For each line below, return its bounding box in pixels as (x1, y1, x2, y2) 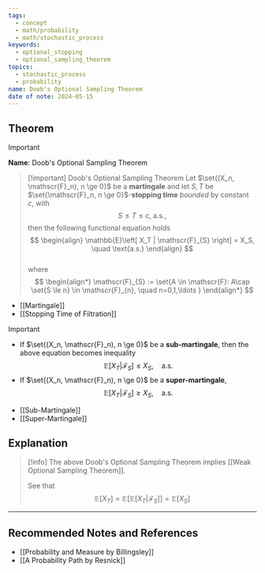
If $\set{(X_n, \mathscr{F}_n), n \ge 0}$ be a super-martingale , (19, 375, 227, 384)
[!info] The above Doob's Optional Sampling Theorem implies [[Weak (27, 458, 252, 467)
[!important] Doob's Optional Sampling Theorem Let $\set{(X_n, (27, 173, 235, 183)
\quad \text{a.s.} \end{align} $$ (91, 244, 194, 254)
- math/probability (15, 26, 80, 34)
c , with (27, 198, 50, 208)
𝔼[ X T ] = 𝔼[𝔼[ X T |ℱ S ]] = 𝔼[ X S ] (94, 494, 191, 506)
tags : (8, 11, 26, 20)
